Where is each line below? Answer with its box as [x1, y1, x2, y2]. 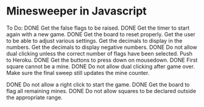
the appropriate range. [6, 94, 63, 101]
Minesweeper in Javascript [6, 4, 147, 18]
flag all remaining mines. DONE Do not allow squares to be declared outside [6, 87, 197, 94]
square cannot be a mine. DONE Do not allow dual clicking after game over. [6, 62, 195, 70]
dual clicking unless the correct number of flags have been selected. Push [6, 50, 193, 57]
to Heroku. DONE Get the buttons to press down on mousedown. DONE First [6, 56, 198, 63]
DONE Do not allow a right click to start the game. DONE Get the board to [6, 80, 190, 88]
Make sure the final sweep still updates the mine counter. [6, 69, 150, 76]
